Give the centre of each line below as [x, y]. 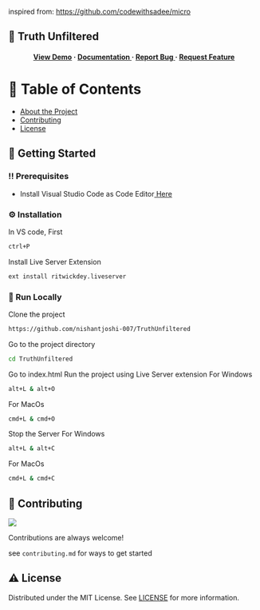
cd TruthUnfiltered [41, 359]
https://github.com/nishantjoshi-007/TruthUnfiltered [100, 329]
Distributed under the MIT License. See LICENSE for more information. [124, 597]
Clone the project [37, 314]
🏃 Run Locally [35, 297]
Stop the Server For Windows [57, 434]
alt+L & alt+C [32, 449]
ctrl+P [19, 246]
